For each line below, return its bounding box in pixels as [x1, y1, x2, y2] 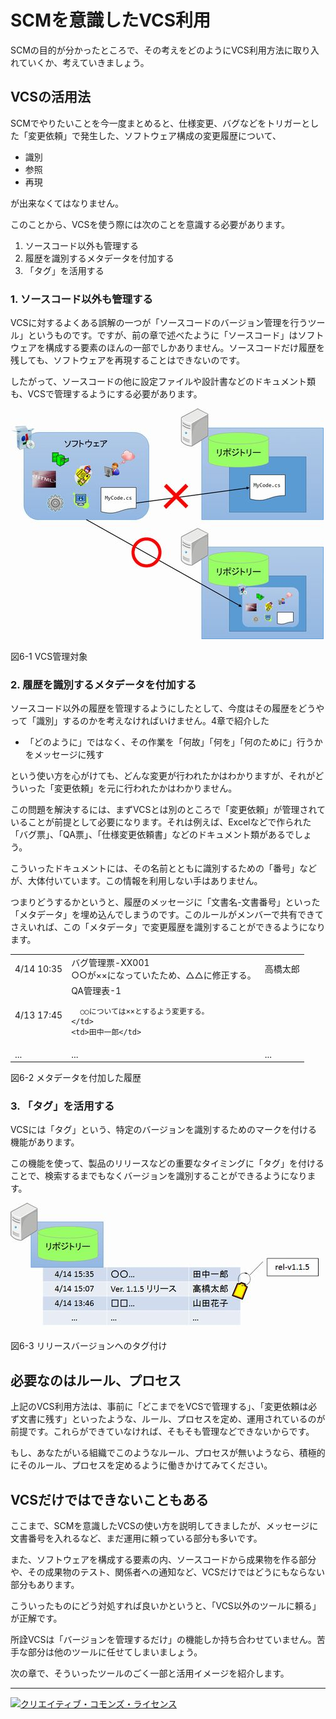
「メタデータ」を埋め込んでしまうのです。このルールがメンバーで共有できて [10, 909, 325, 921]
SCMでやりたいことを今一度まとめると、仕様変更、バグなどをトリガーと [10, 117, 311, 129]
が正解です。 [10, 1612, 63, 1625]
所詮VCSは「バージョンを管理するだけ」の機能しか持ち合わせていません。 [10, 1634, 317, 1646]
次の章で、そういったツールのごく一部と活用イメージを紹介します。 [10, 1667, 290, 1680]
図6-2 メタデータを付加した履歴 [10, 1072, 142, 1084]
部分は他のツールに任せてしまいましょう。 [27, 1646, 203, 1658]
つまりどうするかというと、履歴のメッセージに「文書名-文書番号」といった [10, 896, 321, 908]
